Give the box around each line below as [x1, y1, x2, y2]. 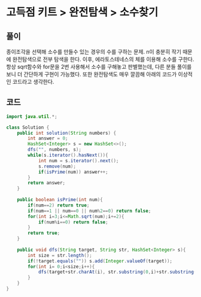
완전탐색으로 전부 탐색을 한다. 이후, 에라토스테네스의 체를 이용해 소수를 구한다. [12, 56, 194, 63]
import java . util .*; [6, 113, 58, 120]
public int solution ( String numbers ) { [17, 130, 117, 136]
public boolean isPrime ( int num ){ [17, 197, 103, 203]
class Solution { [6, 124, 50, 131]
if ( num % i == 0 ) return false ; [38, 219, 109, 225]
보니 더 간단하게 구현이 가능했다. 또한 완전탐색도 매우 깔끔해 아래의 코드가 [6, 71, 177, 78]
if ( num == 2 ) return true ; [28, 202, 90, 208]
